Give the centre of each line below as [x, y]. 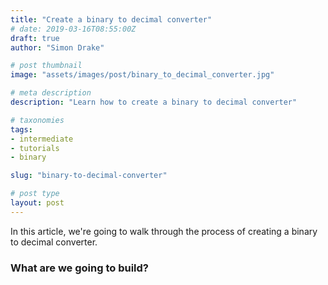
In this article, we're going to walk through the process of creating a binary [164, 231]
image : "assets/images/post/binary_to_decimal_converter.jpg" [142, 75]
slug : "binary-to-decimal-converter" [89, 176]
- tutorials [35, 148]
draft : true [35, 38]
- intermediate [42, 139]
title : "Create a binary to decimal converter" [111, 19]
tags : [21, 129]
